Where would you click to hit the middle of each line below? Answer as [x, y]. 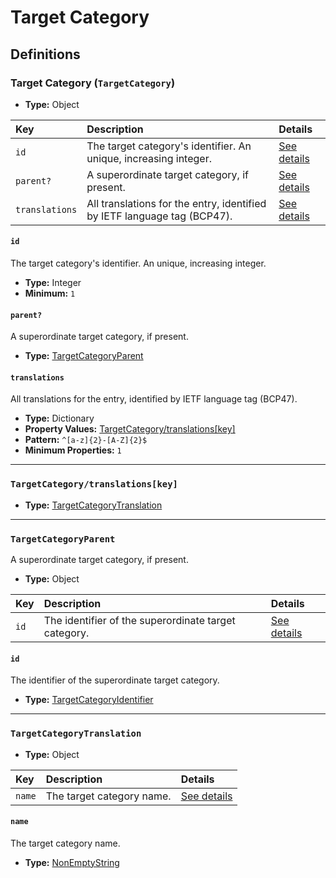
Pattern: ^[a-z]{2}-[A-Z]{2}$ [86, 440]
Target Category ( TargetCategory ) [93, 83]
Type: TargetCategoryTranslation [93, 505]
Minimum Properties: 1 [73, 450]
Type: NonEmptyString [72, 862]
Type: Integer [53, 283]
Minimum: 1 [50, 293]
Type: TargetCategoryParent [84, 356]
